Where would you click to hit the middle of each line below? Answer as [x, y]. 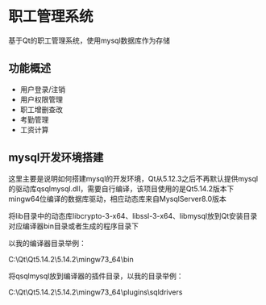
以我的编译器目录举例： [47, 243]
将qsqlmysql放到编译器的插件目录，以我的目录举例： [96, 276]
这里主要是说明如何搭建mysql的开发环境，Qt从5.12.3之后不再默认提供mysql [133, 178]
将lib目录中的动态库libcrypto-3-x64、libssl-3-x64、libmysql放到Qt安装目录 [133, 215]
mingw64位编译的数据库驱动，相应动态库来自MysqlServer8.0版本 [118, 198]
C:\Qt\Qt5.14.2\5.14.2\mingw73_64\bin [71, 259]
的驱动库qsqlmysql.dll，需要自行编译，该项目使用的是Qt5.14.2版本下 [121, 188]
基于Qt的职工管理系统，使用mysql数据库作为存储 [89, 40]
